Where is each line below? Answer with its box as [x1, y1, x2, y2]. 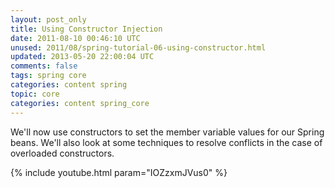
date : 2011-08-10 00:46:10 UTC [10, 33, 141, 43]
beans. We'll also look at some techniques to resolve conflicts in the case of [10, 136, 323, 148]
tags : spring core [10, 71, 87, 81]
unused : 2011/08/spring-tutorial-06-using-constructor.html [10, 42, 267, 53]
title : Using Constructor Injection [10, 24, 163, 34]
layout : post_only [10, 14, 87, 25]
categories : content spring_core [10, 98, 150, 108]
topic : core [10, 89, 60, 99]
